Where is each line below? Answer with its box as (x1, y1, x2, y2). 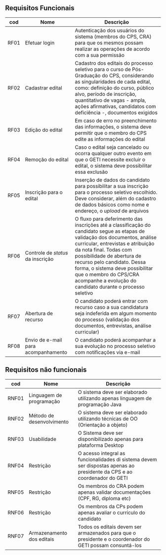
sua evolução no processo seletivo (75, 342, 156, 349)
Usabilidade (29, 435, 57, 442)
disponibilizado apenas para (78, 435, 143, 442)
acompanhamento (25, 348, 68, 355)
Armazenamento (29, 529, 68, 536)
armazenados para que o (78, 529, 136, 536)
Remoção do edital (25, 156, 69, 163)
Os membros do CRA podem (78, 482, 144, 489)
